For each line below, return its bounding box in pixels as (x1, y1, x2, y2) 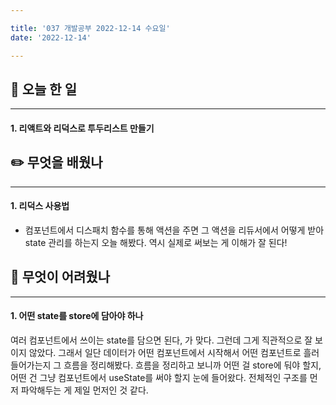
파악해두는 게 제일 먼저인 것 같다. (20, 384, 149, 396)
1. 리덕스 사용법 (10, 200, 70, 212)
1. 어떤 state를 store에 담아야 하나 (10, 310, 144, 322)
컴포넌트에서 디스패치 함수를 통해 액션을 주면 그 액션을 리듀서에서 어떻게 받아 (24, 224, 325, 236)
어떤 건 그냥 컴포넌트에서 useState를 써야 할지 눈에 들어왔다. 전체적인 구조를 (10, 371, 308, 383)
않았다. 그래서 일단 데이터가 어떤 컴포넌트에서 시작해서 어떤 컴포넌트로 (28, 346, 302, 358)
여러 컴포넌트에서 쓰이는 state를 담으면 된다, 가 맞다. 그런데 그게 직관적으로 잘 (10, 334, 313, 346)
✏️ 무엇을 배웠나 (10, 154, 103, 171)
